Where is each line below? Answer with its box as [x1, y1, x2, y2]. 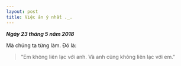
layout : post [6, 8, 38, 15]
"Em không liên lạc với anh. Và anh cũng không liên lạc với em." [20, 53, 176, 60]
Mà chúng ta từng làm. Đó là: [6, 42, 77, 49]
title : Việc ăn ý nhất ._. [6, 14, 73, 20]
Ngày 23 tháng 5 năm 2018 [6, 30, 75, 37]
